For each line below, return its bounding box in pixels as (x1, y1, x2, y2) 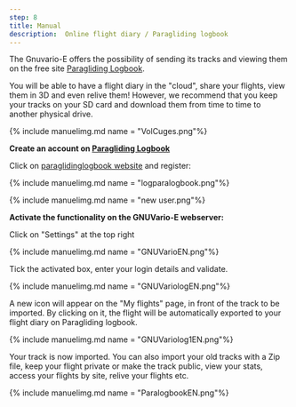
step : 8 (9, 12, 38, 22)
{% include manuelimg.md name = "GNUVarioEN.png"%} (9, 246, 220, 258)
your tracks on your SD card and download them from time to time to (9, 100, 261, 110)
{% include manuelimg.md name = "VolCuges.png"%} (9, 126, 208, 137)
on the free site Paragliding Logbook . (9, 63, 145, 74)
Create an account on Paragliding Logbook (9, 143, 171, 154)
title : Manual (9, 21, 62, 30)
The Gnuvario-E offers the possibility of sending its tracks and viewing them (9, 54, 288, 65)
